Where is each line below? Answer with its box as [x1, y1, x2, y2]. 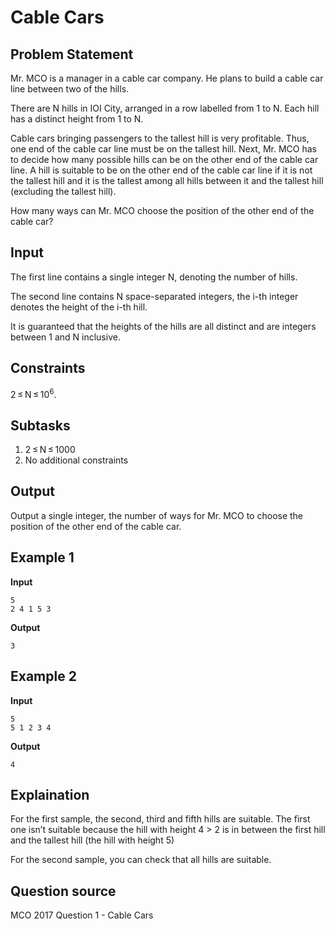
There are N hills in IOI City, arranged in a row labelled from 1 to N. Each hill [10, 102, 320, 114]
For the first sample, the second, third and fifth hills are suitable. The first [10, 813, 311, 825]
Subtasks [10, 417, 71, 434]
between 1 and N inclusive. [10, 331, 121, 343]
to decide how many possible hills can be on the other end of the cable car [10, 154, 319, 165]
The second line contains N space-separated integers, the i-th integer [10, 290, 299, 302]
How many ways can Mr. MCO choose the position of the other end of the [10, 205, 315, 216]
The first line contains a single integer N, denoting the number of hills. [10, 271, 298, 283]
